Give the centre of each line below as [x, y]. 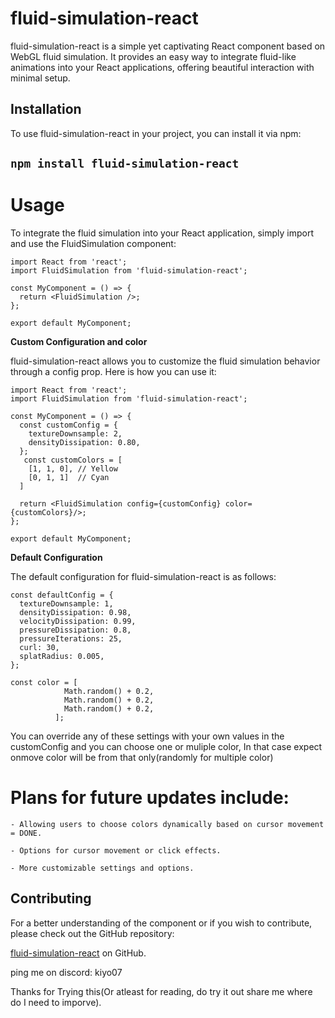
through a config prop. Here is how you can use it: [113, 372]
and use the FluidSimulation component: [93, 244]
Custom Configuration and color [79, 342]
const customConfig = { [68, 425]
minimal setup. [40, 78]
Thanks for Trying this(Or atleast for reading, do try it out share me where [161, 991]
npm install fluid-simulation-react [125, 164]
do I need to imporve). [56, 1002]
